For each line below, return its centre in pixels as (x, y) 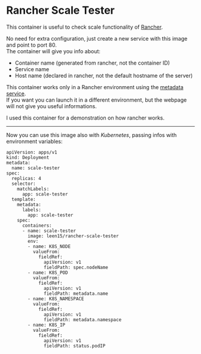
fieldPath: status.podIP (75, 346)
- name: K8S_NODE (49, 246)
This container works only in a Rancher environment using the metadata (95, 87)
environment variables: (34, 141)
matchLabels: (33, 189)
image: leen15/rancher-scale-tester (73, 236)
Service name (32, 69)
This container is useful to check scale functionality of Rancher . (85, 27)
